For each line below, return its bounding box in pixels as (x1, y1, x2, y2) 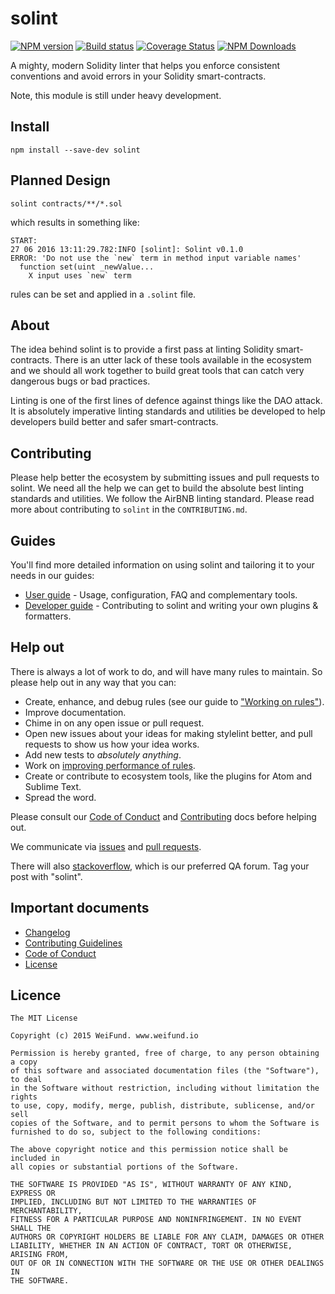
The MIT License (10, 1013, 78, 1024)
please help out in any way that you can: (10, 676, 177, 688)
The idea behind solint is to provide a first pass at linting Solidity (10, 343, 275, 356)
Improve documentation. (24, 706, 127, 718)
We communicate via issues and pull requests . (10, 840, 202, 852)
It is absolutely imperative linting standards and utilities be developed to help (10, 405, 326, 417)
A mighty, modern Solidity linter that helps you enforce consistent (10, 59, 281, 71)
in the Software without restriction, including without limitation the (10, 1083, 320, 1094)
